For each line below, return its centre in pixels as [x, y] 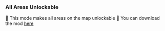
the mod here [19, 23]
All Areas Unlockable [32, 7]
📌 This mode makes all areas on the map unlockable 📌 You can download [82, 18]
